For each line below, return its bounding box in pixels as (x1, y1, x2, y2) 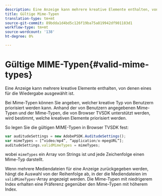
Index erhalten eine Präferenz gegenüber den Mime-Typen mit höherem (5, 182, 148, 187)
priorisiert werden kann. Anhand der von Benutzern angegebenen (5, 105, 136, 111)
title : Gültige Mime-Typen (5, 12, 59, 16)
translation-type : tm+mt (5, 16, 55, 21)
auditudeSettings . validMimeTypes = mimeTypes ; (5, 143, 100, 148)
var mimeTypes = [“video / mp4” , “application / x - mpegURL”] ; (5, 138, 124, 143)
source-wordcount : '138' (5, 29, 55, 34)
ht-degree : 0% (5, 34, 34, 39)
